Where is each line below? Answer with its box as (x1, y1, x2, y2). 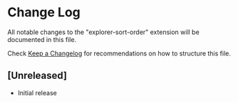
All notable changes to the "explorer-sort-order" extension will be (7, 28, 200, 36)
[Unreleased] (7, 70, 68, 82)
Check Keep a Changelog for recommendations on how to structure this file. (7, 49, 232, 58)
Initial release (17, 88, 57, 97)
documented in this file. (7, 35, 77, 43)
